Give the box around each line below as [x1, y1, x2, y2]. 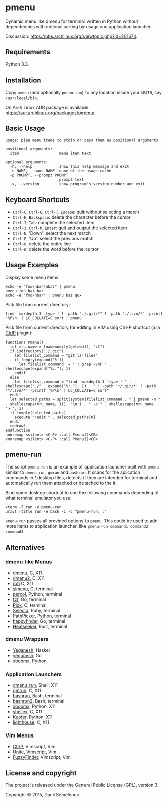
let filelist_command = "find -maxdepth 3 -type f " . [14, 379, 132, 384]
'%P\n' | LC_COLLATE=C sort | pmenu [5, 316, 82, 321]
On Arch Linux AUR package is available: [5, 104, 90, 110]
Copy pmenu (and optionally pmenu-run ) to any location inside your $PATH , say [5, 89, 162, 95]
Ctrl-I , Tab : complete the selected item [12, 220, 95, 226]
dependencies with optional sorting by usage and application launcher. [5, 23, 152, 29]
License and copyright [5, 769, 77, 777]
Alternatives [5, 543, 45, 552]
